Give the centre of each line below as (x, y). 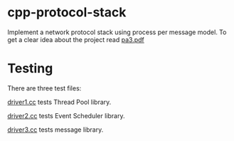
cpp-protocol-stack (67, 12)
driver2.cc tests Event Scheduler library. (66, 115)
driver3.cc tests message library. (55, 130)
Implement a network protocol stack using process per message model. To (117, 32)
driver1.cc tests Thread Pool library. (59, 102)
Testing (30, 69)
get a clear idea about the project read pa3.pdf (76, 39)
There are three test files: (44, 88)
